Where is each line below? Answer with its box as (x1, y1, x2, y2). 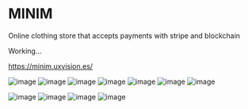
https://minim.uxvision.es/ (8, 61, 93, 71)
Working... (8, 46, 42, 55)
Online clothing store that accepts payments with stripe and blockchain (8, 31, 240, 40)
